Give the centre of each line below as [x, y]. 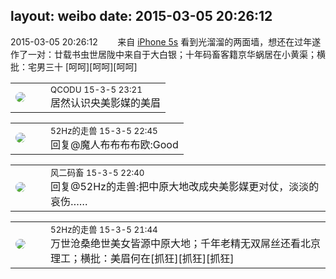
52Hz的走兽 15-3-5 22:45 [104, 130]
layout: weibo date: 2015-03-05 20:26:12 [141, 16]
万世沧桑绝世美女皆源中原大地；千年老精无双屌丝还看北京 [186, 243]
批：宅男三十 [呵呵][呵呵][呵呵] [74, 66]
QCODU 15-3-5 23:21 [96, 89]
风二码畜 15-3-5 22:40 [97, 172]
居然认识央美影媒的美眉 [106, 102]
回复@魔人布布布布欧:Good [114, 144]
